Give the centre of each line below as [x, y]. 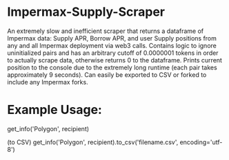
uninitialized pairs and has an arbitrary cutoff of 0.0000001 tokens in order [113, 53]
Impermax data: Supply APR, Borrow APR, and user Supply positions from [112, 38]
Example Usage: [54, 110]
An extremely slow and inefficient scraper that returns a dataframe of [106, 31]
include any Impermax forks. [48, 82]
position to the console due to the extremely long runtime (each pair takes [112, 67]
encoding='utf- [201, 142]
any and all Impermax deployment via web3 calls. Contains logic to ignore [112, 45]
